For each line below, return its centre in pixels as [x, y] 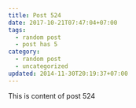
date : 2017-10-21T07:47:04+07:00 [63, 23]
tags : [17, 30]
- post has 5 [37, 45]
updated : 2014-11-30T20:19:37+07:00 [68, 74]
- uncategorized [42, 67]
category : [24, 52]
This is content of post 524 [52, 95]
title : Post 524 [35, 15]
